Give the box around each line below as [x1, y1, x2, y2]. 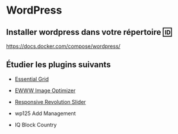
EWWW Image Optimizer [14, 87, 76, 94]
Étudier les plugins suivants [6, 60, 111, 70]
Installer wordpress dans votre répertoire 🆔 [6, 27, 172, 37]
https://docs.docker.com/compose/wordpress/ [6, 43, 120, 50]
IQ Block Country [14, 121, 57, 128]
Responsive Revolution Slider [14, 98, 86, 105]
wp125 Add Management [14, 110, 76, 117]
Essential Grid [14, 75, 49, 83]
